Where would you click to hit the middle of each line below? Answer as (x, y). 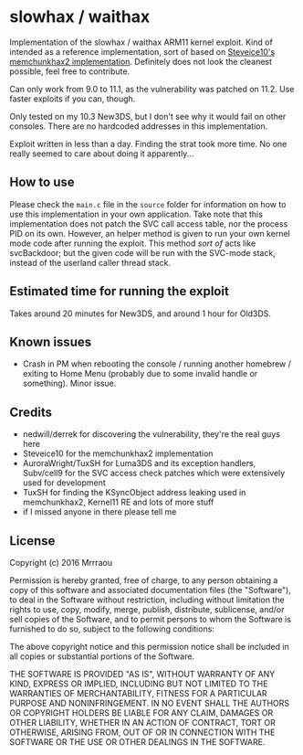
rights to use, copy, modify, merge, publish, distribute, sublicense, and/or (147, 609)
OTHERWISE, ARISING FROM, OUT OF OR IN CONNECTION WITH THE (142, 732)
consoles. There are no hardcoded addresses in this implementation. (139, 126)
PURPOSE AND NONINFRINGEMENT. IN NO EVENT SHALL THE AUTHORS (150, 703)
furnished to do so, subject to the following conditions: (112, 629)
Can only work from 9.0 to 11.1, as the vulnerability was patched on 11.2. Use (152, 89)
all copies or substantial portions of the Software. (102, 656)
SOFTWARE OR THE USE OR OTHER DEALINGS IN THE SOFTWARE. (137, 742)
